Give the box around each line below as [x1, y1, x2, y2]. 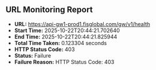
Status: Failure [14, 52, 52, 59]
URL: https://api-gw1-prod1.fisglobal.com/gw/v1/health [14, 20, 151, 27]
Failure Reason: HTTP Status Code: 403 [14, 58, 115, 65]
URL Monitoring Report [5, 5, 94, 15]
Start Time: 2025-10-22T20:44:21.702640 [14, 27, 121, 34]
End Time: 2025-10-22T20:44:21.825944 [14, 33, 118, 40]
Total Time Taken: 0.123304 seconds [14, 39, 107, 46]
